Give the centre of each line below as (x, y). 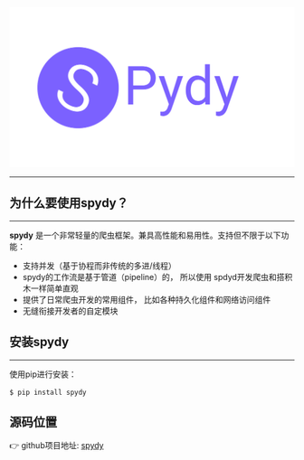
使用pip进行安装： (43, 374)
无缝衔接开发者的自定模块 (70, 311)
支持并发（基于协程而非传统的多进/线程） (99, 266)
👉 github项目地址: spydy (57, 446)
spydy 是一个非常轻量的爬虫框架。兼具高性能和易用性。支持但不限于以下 (145, 235)
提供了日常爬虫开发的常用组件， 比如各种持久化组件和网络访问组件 (147, 299)
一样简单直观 (54, 288)
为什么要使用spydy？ (69, 203)
